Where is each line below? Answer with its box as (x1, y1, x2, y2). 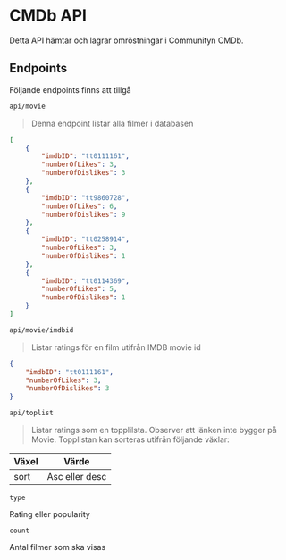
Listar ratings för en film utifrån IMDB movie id (30, 341, 201, 353)
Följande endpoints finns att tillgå (9, 84, 131, 95)
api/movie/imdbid (9, 325, 74, 335)
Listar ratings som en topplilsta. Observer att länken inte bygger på (30, 425, 277, 435)
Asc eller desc (46, 471, 107, 482)
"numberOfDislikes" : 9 (41, 210, 126, 219)
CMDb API (9, 5, 88, 26)
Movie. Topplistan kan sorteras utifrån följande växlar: (30, 434, 230, 445)
